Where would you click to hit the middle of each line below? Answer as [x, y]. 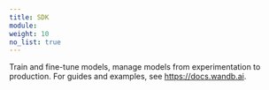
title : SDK [29, 17]
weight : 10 [29, 34]
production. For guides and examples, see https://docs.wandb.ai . [128, 77]
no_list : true [35, 42]
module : [23, 26]
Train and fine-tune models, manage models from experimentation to [135, 67]
